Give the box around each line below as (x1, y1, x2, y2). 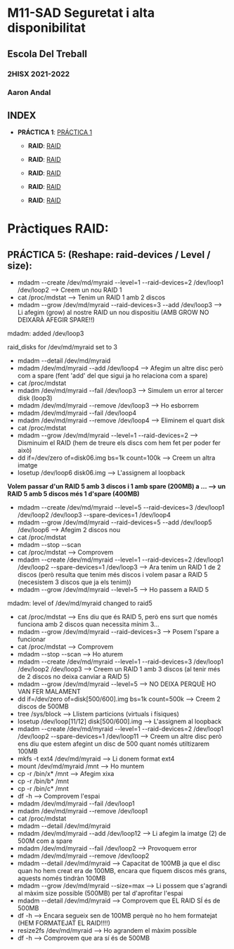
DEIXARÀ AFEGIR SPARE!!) (17, 316, 95, 324)
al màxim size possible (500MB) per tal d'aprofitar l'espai (17, 889, 183, 898)
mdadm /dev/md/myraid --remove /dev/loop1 (17, 807, 148, 815)
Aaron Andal (7, 88, 51, 98)
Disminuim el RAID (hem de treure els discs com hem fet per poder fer (17, 439, 221, 447)
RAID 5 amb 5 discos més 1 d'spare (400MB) (7, 490, 140, 498)
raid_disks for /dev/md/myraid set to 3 (7, 343, 118, 351)
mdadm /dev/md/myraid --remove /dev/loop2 (17, 852, 150, 860)
